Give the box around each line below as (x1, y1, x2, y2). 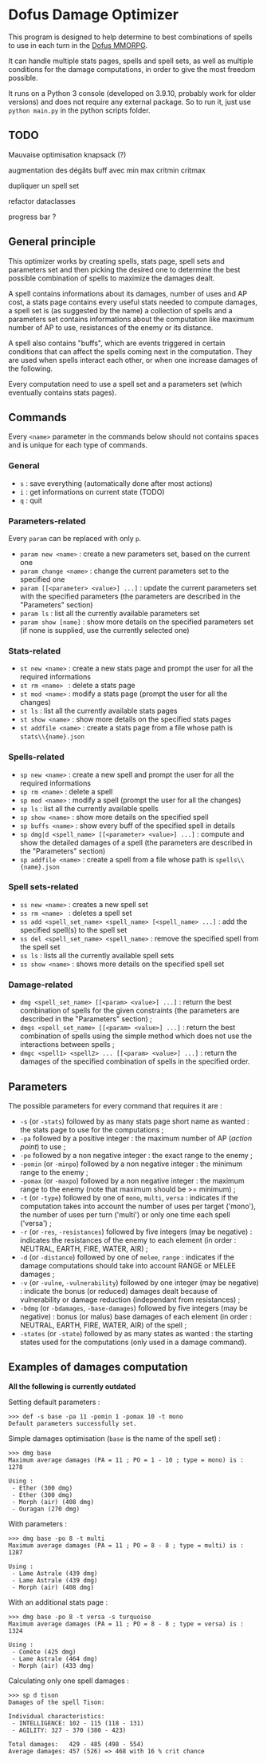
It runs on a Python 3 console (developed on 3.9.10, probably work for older (8, 88, 257, 98)
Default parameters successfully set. (8, 1419, 137, 1427)
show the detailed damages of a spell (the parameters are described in (19, 838, 253, 847)
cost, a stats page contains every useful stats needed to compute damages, (8, 297, 257, 307)
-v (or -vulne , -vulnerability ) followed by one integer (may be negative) (19, 1277, 259, 1287)
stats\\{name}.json (19, 733, 85, 741)
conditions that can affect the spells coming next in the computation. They (8, 346, 253, 356)
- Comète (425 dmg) (11, 1648, 77, 1656)
